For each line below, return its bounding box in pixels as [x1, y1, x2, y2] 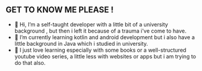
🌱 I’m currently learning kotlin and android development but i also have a [14, 33, 195, 41]
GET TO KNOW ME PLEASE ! [5, 5, 114, 15]
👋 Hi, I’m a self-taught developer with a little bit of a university [14, 20, 169, 28]
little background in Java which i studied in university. [14, 40, 149, 47]
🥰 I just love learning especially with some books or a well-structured [14, 46, 187, 54]
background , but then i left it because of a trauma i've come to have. [14, 27, 187, 34]
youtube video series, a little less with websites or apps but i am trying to [14, 52, 197, 60]
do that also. [14, 59, 46, 66]
